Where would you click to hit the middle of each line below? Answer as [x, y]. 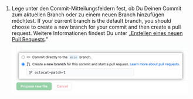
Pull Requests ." [30, 39]
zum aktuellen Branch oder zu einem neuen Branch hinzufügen [88, 15]
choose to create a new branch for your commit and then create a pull [96, 27]
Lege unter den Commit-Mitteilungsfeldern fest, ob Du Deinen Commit [97, 8]
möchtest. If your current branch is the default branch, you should [91, 21]
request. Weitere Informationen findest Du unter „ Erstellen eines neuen [97, 33]
